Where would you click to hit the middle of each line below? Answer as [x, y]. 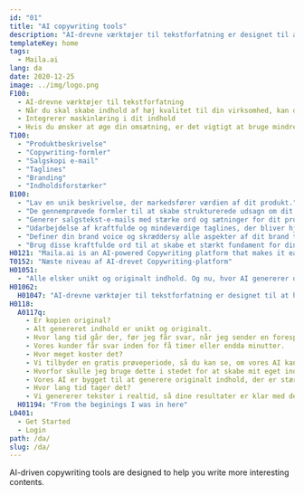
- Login [32, 430]
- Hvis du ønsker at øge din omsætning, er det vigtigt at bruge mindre [157, 128]
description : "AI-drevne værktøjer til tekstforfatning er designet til [149, 34]
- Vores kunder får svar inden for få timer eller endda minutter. [155, 346]
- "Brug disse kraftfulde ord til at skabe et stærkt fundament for [149, 245]
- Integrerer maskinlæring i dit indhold [97, 119]
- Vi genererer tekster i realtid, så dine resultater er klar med [155, 396]
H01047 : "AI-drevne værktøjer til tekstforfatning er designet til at [153, 295]
